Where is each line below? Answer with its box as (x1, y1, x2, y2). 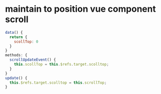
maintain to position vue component (5, 3, 156, 15)
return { (9, 34, 28, 40)
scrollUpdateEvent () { (9, 57, 56, 62)
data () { (5, 30, 23, 35)
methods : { (5, 53, 28, 58)
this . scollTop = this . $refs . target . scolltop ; (14, 62, 109, 67)
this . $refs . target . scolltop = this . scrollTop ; (9, 80, 107, 85)
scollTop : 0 (14, 39, 38, 44)
